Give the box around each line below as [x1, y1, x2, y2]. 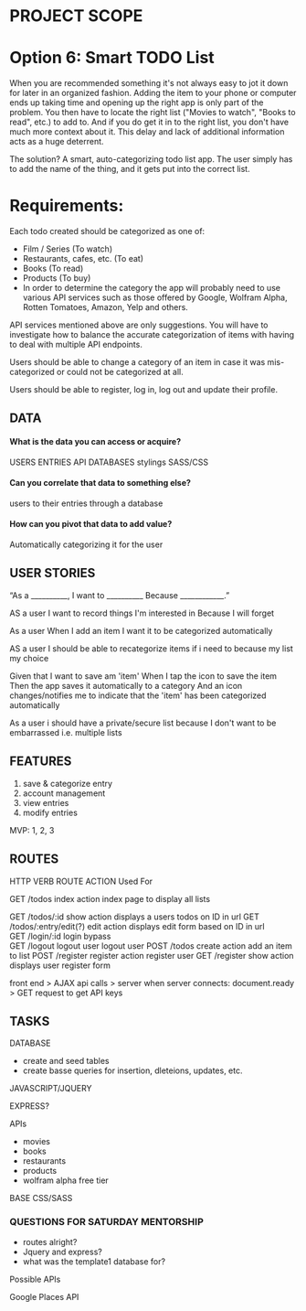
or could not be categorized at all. [56, 367, 185, 378]
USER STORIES [9, 565, 96, 581]
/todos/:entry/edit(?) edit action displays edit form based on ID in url [9, 920, 265, 931]
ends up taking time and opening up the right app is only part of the [9, 97, 264, 108]
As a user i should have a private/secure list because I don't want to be [9, 717, 277, 728]
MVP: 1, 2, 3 [9, 824, 55, 835]
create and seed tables [22, 1056, 110, 1067]
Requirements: [9, 196, 124, 216]
